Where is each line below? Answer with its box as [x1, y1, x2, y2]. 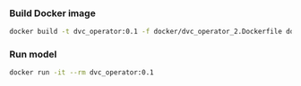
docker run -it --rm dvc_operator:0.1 [9, 68, 154, 77]
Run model [9, 48, 57, 60]
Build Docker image [9, 7, 96, 20]
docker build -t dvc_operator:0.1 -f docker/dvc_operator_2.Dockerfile [9, 27, 282, 36]
